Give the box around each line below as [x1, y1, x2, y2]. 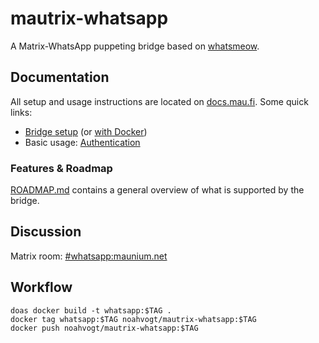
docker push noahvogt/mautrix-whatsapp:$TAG [10, 323, 199, 333]
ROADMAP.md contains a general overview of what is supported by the [10, 184, 305, 196]
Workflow [10, 279, 73, 296]
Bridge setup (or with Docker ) [24, 125, 148, 137]
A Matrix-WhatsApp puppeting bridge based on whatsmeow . [10, 40, 260, 52]
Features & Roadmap [10, 161, 113, 175]
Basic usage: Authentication [24, 136, 141, 148]
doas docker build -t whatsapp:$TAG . [10, 305, 172, 316]
